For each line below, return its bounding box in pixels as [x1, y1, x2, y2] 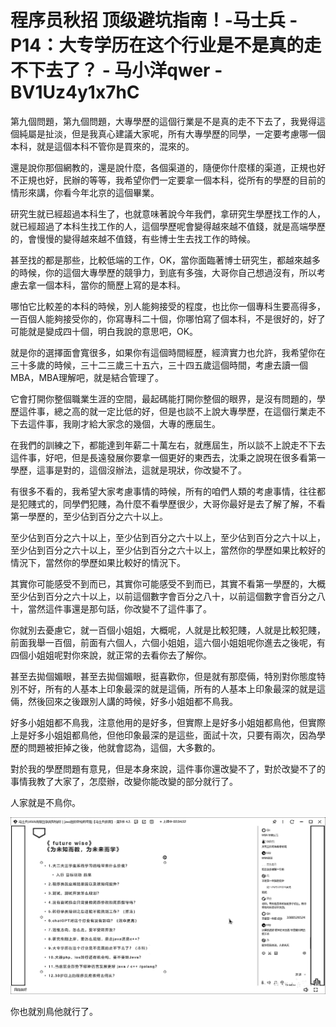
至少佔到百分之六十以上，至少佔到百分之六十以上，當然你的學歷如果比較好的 [10, 544, 326, 556]
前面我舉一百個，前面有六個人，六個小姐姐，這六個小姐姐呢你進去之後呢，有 [10, 636, 326, 648]
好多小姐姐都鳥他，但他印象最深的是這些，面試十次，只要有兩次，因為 [27, 729, 317, 741]
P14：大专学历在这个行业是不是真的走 [10, 34, 322, 57]
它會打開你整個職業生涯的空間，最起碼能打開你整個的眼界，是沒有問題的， [10, 392, 317, 405]
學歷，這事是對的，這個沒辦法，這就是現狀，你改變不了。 [10, 464, 247, 476]
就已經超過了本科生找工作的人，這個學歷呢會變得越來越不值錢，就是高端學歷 [10, 220, 326, 232]
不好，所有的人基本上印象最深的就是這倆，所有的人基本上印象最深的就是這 [18, 682, 326, 695]
